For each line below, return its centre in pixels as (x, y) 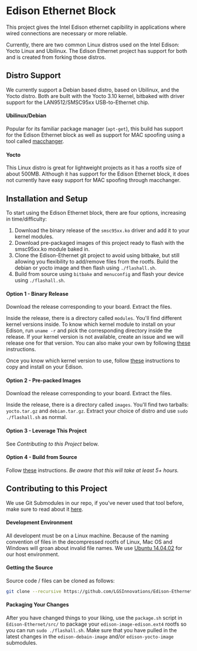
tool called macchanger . (35, 141)
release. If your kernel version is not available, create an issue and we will (95, 337)
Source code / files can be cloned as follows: (61, 581)
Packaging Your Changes (38, 605)
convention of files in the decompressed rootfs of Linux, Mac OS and (89, 542)
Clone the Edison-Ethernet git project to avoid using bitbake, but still (97, 255)
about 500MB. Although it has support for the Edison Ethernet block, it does (98, 174)
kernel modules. (34, 237)
